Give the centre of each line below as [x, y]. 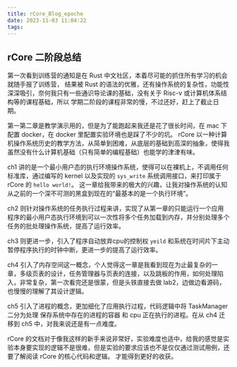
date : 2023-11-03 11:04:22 [47, 20]
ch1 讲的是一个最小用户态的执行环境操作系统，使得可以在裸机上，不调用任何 [118, 167]
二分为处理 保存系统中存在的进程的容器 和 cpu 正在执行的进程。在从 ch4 [112, 315]
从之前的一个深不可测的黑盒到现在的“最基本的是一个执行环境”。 [100, 194]
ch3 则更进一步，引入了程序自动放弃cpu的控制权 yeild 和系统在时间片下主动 [119, 241]
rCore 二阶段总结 [44, 57]
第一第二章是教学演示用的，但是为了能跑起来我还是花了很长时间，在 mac [114, 126]
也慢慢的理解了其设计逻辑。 [48, 291]
